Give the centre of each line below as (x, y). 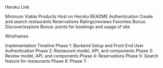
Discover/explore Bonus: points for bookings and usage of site (68, 27)
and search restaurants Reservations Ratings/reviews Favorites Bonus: (76, 22)
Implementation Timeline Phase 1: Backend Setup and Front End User (74, 45)
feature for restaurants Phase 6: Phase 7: (46, 61)
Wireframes (17, 36)
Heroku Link (17, 7)
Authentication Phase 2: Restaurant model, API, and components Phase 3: (79, 51)
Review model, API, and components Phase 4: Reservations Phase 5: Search (82, 56)
